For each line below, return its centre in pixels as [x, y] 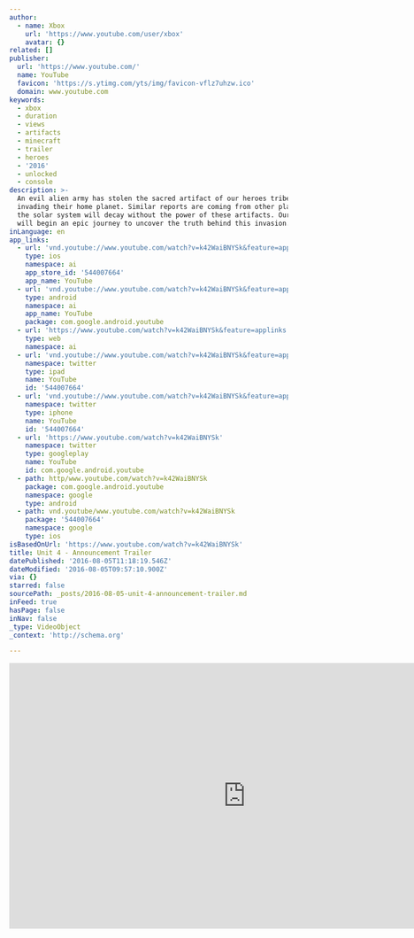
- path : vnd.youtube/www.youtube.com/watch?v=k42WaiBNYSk [126, 512]
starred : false [37, 585]
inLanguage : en [37, 231]
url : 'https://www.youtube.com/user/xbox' [104, 34]
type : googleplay [57, 454]
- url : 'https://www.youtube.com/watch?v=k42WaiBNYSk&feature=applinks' [154, 330]
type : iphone [49, 413]
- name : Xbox [41, 26]
